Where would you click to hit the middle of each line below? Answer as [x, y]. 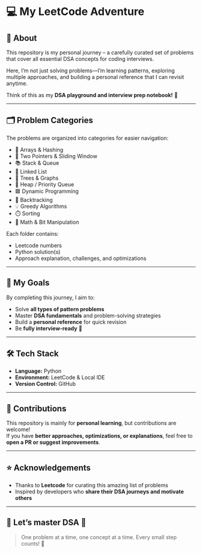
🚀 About [22, 38]
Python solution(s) [38, 251]
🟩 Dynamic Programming [47, 191]
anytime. [17, 83]
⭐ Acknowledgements [49, 468]
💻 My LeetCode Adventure [75, 12]
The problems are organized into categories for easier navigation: [87, 138]
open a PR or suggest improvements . [53, 442]
